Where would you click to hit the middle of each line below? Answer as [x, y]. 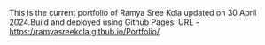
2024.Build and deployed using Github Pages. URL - [104, 22]
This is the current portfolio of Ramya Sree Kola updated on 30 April [133, 13]
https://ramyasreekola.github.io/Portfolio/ [85, 31]
